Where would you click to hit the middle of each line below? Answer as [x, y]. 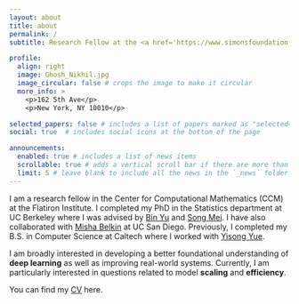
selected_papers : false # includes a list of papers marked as [129, 124]
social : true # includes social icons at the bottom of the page [135, 132]
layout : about [36, 17]
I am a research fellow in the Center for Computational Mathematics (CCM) [146, 198]
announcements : [37, 148]
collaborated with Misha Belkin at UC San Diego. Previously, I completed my [148, 227]
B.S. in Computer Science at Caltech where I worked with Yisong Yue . [137, 236]
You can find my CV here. [56, 289]
